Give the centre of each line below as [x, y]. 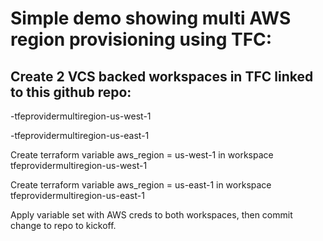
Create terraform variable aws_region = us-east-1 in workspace [141, 185]
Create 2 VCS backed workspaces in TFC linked [162, 76]
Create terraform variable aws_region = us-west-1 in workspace [142, 155]
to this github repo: [71, 92]
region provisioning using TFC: [141, 39]
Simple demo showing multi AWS [151, 18]
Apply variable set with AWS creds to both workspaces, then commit [151, 215]
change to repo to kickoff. [63, 225]
